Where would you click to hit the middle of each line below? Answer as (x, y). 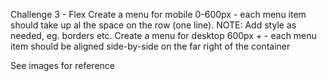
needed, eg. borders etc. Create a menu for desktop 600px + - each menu (163, 35)
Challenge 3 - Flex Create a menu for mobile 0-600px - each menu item (158, 14)
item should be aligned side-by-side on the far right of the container (150, 46)
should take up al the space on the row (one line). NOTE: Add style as (153, 25)
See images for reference (62, 65)
